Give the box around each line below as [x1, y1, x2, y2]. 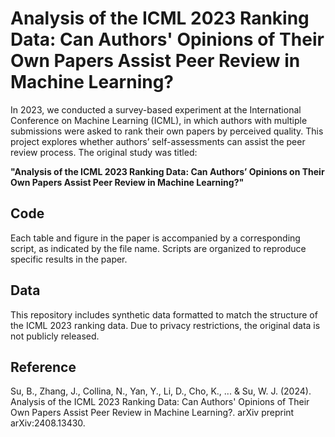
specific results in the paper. [10, 253, 128, 265]
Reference [10, 358, 77, 376]
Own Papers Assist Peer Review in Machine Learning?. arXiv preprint [10, 407, 295, 419]
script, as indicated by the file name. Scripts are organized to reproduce [10, 242, 307, 254]
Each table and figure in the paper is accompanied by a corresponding [10, 232, 301, 244]
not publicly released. [10, 330, 100, 342]
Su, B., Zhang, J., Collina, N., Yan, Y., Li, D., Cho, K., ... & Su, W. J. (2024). [10, 385, 312, 397]
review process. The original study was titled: [10, 146, 198, 158]
